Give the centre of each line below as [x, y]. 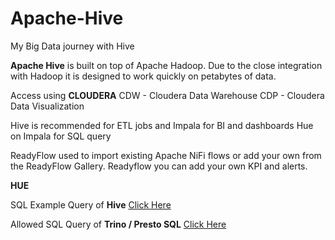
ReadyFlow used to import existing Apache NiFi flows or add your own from [166, 155]
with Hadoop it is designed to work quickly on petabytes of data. [143, 76]
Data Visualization [47, 106]
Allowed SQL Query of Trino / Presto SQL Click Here [118, 224]
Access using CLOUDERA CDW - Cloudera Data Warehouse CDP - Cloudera [167, 95]
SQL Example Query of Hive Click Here [91, 204]
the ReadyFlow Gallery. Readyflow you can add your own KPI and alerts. [159, 166]
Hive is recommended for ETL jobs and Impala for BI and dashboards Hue [162, 125]
